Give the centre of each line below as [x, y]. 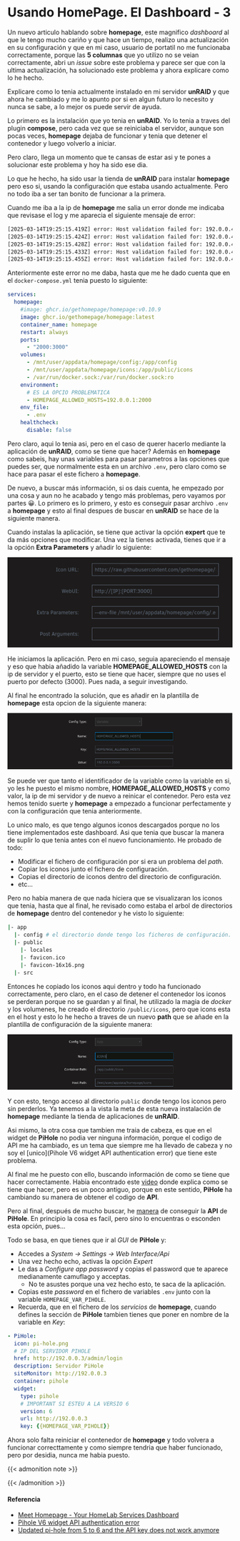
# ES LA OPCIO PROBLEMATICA [68, 392]
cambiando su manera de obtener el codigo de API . [83, 1197]
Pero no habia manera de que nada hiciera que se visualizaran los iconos [115, 898]
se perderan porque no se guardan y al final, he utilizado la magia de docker [120, 1001]
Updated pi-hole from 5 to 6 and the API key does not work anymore [119, 1530]
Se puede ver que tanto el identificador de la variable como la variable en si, [119, 781]
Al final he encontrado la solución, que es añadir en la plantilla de [103, 695]
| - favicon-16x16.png [52, 965]
